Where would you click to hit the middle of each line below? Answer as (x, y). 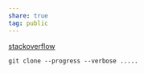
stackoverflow (32, 46)
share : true (28, 16)
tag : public (28, 23)
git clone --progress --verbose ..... (73, 61)
